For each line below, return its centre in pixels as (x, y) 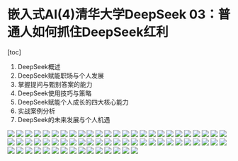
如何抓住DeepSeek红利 (100, 32)
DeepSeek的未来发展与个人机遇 (64, 119)
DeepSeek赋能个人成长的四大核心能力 (73, 102)
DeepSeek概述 (39, 66)
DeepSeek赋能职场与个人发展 (61, 76)
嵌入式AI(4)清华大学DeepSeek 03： (113, 14)
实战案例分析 (36, 111)
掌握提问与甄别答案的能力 (55, 84)
